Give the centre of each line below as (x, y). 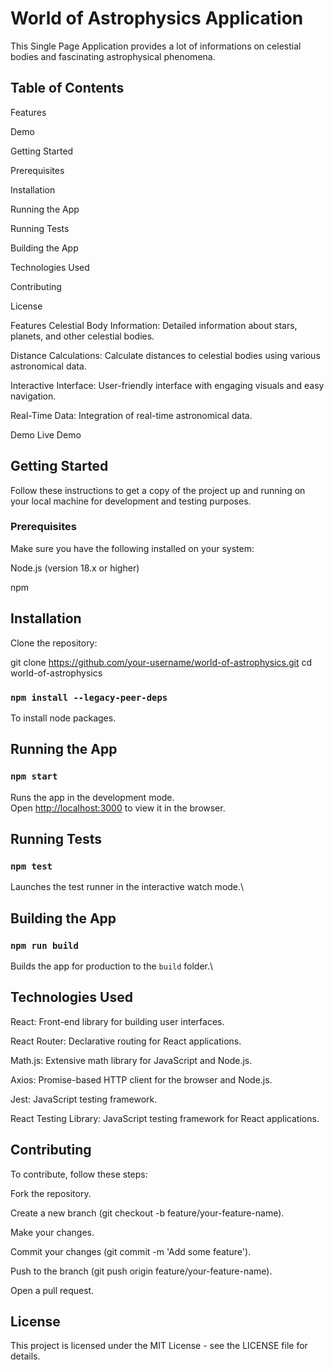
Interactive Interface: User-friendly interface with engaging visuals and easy (167, 385)
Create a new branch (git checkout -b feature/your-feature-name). (147, 1213)
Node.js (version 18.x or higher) (75, 568)
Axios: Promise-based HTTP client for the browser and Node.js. (141, 1079)
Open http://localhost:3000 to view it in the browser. (118, 808)
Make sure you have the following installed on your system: (132, 548)
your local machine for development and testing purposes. (131, 501)
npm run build (44, 945)
